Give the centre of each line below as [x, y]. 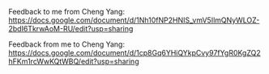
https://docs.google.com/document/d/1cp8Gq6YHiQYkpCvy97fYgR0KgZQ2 [134, 53]
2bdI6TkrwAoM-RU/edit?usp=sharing [71, 29]
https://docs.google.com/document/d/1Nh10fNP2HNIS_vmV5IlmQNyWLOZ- [134, 20]
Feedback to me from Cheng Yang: [67, 12]
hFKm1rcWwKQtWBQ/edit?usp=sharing [74, 61]
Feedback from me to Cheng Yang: [67, 44]
